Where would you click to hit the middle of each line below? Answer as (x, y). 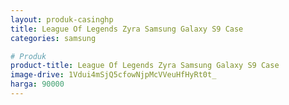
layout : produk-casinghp (62, 19)
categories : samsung (53, 38)
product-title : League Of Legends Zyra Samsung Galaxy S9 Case (145, 66)
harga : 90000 (37, 84)
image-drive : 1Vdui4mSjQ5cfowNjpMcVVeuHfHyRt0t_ (113, 75)
